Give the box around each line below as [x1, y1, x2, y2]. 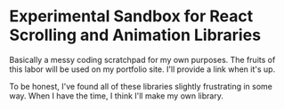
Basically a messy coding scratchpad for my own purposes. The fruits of [9, 54, 276, 65]
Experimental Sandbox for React [9, 6, 254, 27]
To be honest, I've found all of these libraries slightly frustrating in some [9, 81, 273, 91]
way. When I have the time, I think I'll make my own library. [9, 90, 224, 101]
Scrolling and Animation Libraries [9, 25, 261, 45]
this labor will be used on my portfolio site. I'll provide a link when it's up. [9, 64, 276, 75]
